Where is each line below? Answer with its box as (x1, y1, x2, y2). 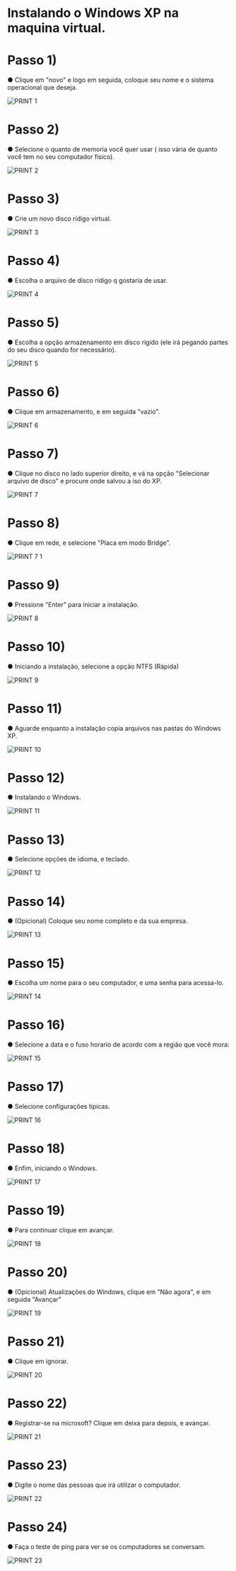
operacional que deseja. (7, 83, 78, 92)
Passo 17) (7, 1079, 65, 1095)
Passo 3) (7, 191, 60, 207)
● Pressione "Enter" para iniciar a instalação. (7, 600, 139, 608)
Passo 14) (7, 893, 66, 910)
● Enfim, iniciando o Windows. (7, 1164, 98, 1172)
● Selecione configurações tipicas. (7, 1102, 111, 1111)
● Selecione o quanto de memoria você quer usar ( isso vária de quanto (7, 145, 218, 153)
